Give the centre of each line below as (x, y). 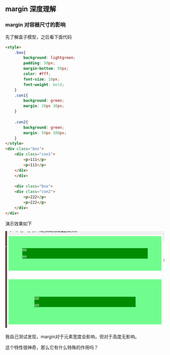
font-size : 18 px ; (41, 79)
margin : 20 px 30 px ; (44, 106)
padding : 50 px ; (39, 63)
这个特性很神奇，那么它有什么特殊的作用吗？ (52, 347)
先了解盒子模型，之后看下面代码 (38, 37)
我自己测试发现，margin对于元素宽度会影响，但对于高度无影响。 (72, 337)
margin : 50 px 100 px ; (45, 133)
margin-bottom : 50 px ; (46, 69)
